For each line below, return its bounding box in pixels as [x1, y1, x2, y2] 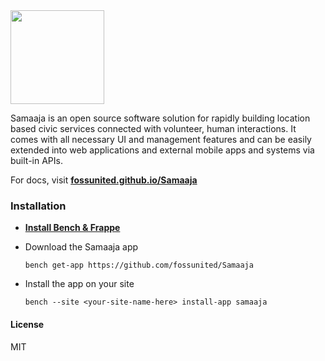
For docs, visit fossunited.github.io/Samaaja [10, 174, 198, 186]
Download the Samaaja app [24, 241, 139, 253]
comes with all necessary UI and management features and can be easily [10, 134, 312, 145]
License [10, 318, 45, 330]
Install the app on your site [24, 278, 135, 290]
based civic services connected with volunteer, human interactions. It [10, 123, 297, 134]
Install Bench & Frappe [24, 222, 121, 234]
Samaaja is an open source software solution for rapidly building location [10, 112, 311, 124]
